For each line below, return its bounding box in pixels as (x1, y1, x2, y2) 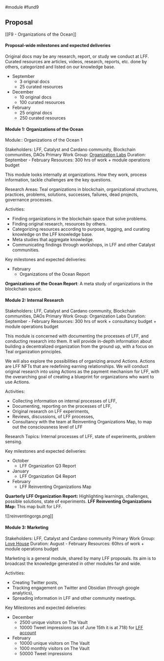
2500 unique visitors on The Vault (19, 619, 88, 625)
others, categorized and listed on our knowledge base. (5, 64, 116, 70)
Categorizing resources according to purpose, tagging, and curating (12, 226, 150, 232)
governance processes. (5, 197, 53, 203)
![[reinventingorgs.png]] (5, 513, 53, 519)
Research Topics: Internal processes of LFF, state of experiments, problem (5, 434, 156, 440)
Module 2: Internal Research (5, 297, 64, 303)
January (12, 468, 29, 474)
